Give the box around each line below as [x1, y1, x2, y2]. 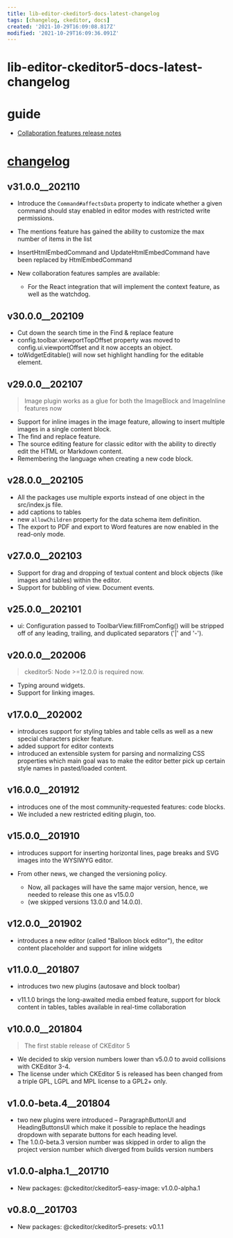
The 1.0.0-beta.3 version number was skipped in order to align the [17, 1137, 206, 1146]
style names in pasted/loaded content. [17, 764, 128, 773]
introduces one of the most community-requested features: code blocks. [17, 802, 225, 811]
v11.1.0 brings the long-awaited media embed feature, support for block [17, 996, 221, 1004]
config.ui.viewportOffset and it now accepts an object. [17, 343, 173, 352]
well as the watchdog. [27, 290, 91, 299]
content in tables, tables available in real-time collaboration [17, 1003, 187, 1012]
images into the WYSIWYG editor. [17, 856, 113, 864]
